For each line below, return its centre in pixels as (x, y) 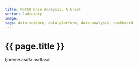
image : (12, 18)
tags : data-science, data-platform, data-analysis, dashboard (69, 23)
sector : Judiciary (23, 14)
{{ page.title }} (35, 46)
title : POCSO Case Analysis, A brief (43, 9)
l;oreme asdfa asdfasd (27, 60)
